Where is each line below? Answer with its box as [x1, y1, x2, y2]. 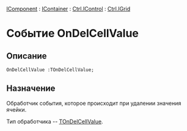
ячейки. [6, 106, 27, 113]
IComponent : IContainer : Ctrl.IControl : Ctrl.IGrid [6, 5, 131, 12]
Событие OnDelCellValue [6, 27, 139, 40]
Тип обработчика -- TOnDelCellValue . [6, 118, 103, 125]
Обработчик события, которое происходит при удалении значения [6, 99, 182, 107]
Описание [6, 51, 47, 61]
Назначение [6, 83, 56, 94]
